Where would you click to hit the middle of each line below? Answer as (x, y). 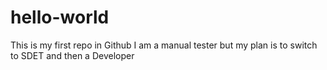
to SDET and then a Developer (72, 55)
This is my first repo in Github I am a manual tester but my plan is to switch (164, 45)
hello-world (60, 17)
